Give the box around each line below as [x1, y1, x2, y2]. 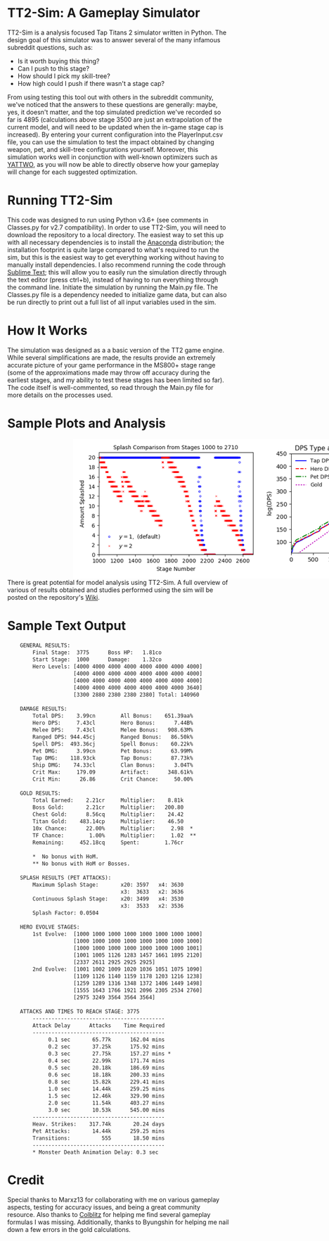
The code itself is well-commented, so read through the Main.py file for [7, 383, 214, 391]
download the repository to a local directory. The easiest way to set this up [7, 230, 224, 239]
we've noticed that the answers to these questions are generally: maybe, [7, 100, 218, 108]
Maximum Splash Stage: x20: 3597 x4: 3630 [32, 881, 184, 888]
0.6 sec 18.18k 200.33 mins [48, 1071, 165, 1078]
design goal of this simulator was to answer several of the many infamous [7, 35, 221, 44]
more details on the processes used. [7, 391, 113, 399]
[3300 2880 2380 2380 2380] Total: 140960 [73, 691, 200, 698]
